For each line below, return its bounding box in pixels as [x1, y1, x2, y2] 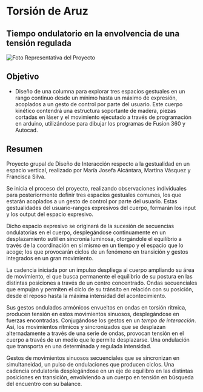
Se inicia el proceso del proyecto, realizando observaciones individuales [6, 184, 187, 192]
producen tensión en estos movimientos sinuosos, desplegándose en [6, 310, 180, 317]
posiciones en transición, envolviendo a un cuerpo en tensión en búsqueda [6, 373, 194, 380]
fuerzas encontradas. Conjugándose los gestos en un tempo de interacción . [6, 317, 196, 324]
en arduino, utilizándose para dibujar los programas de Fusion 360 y [15, 120, 186, 127]
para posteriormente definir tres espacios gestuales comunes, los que [6, 191, 182, 198]
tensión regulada [6, 38, 72, 48]
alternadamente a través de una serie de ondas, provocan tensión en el [6, 329, 184, 337]
